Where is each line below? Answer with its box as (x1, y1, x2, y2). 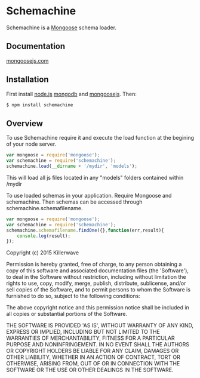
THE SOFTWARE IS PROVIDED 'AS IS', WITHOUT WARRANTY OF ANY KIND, (6, 322, 194, 329)
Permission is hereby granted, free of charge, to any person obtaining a (6, 261, 182, 268)
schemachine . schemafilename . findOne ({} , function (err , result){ (6, 227, 164, 233)
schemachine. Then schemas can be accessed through (6, 198, 143, 205)
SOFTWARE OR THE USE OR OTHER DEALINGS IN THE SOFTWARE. (6, 366, 174, 374)
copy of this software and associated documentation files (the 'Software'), (6, 267, 189, 274)
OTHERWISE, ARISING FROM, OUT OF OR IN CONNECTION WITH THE (6, 360, 180, 367)
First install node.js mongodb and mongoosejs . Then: (6, 90, 137, 97)
